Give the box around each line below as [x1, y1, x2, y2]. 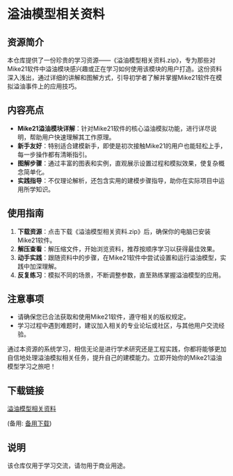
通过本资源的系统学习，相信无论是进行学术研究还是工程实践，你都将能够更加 [7, 345, 227, 354]
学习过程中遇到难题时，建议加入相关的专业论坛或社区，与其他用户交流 [17, 322, 219, 330]
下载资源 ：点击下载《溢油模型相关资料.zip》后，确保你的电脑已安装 [17, 227, 211, 235]
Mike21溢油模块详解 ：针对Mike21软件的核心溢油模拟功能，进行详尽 [17, 124, 211, 132]
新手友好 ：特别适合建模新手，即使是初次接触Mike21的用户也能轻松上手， [17, 141, 227, 150]
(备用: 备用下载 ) [7, 419, 52, 428]
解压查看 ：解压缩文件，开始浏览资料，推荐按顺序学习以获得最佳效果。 [17, 244, 219, 253]
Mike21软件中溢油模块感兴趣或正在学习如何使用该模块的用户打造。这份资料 [7, 65, 223, 73]
